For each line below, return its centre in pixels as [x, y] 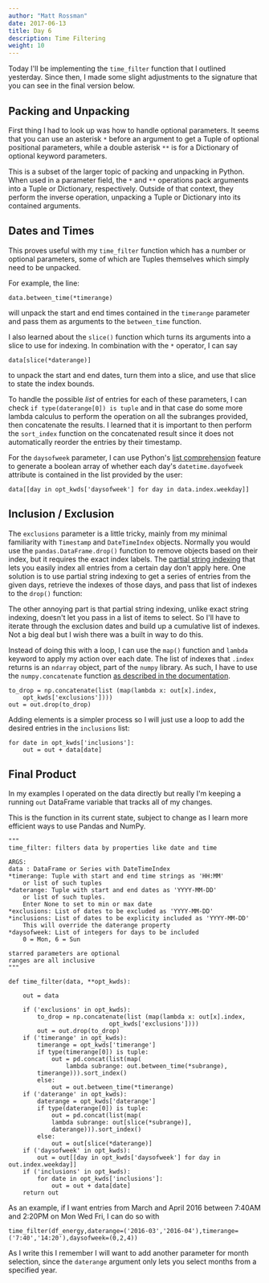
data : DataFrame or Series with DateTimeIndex [90, 870]
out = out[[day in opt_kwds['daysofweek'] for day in [129, 1158]
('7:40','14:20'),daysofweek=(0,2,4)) [73, 1238]
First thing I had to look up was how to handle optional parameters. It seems [134, 130]
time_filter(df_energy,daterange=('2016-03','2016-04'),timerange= [124, 1232]
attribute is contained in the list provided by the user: [96, 475]
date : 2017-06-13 [37, 23]
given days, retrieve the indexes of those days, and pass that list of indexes [133, 585]
